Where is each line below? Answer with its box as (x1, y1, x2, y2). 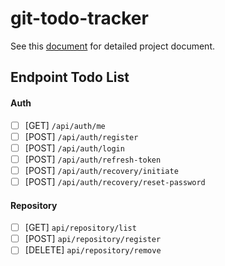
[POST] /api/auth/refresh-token (24, 153, 162, 165)
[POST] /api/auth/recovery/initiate (24, 164, 179, 176)
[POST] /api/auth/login (24, 142, 125, 154)
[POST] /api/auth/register (24, 130, 139, 142)
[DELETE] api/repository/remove (24, 244, 162, 256)
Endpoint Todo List (10, 69, 130, 86)
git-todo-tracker (10, 7, 149, 30)
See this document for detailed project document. (10, 40, 215, 52)
